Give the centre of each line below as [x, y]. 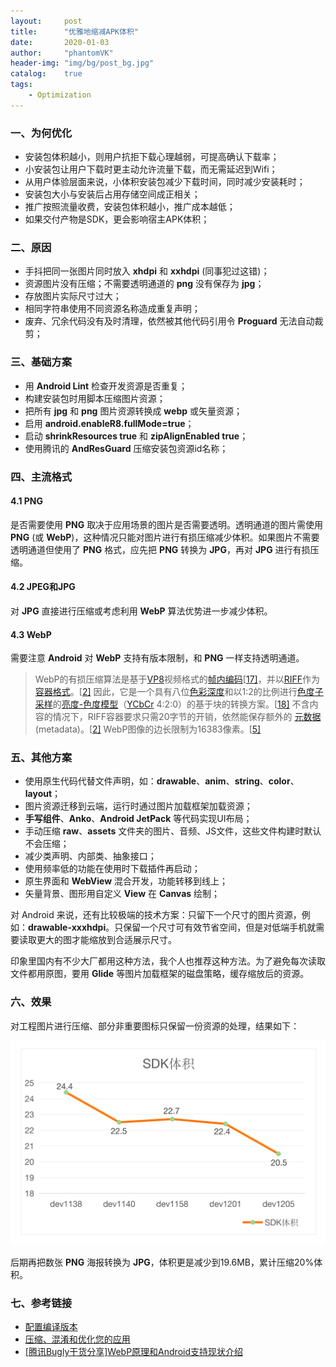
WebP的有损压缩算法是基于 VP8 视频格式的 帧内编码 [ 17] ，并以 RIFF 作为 [177, 679]
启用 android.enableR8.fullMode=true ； [109, 423]
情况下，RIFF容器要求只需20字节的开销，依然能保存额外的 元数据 [187, 717]
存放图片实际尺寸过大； [73, 296]
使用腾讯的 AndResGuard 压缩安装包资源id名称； [126, 448]
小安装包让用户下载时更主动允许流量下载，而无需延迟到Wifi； [151, 169]
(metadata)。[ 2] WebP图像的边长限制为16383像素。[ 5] [148, 729]
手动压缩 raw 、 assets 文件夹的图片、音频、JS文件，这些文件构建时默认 [173, 831]
